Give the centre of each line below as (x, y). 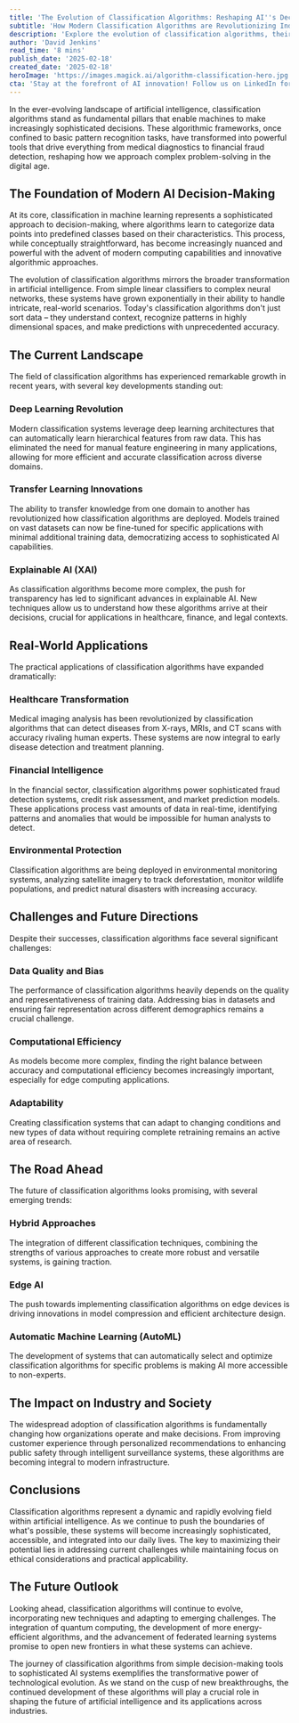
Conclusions (45, 1490)
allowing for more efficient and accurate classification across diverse (136, 457)
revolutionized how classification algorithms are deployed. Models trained (145, 518)
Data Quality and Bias (57, 971)
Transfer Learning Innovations (76, 489)
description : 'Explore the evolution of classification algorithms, (139, 34)
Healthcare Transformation (69, 699)
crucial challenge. (42, 1018)
